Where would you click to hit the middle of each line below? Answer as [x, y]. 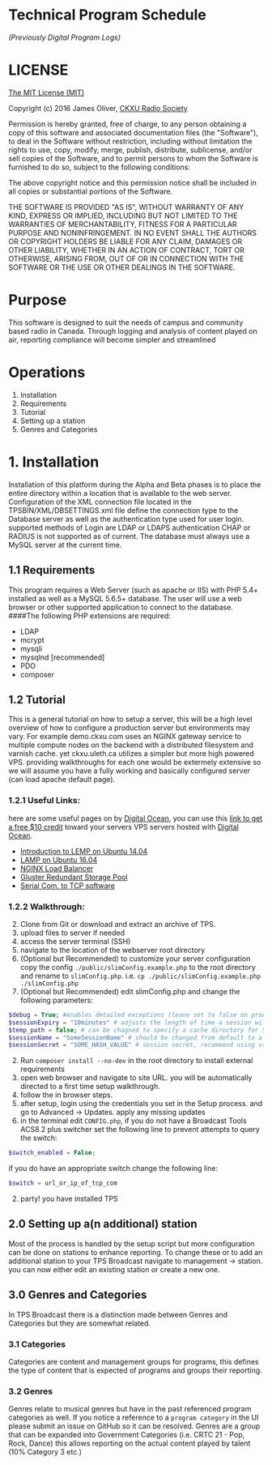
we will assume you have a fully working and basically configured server [130, 771]
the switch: [38, 1138]
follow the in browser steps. [66, 1095]
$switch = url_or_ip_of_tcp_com [63, 1183]
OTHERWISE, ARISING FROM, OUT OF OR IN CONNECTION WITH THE [126, 258]
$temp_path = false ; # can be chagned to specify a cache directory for [134, 1030]
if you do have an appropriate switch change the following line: [113, 1168]
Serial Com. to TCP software [68, 886]
